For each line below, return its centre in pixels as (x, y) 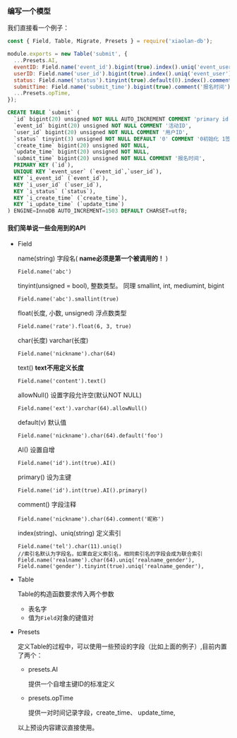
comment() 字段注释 (47, 504)
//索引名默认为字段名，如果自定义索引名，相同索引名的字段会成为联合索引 (110, 554)
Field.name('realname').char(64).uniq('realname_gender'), (106, 560)
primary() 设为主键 (44, 477)
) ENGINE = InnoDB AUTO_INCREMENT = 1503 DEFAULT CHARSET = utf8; (98, 211)
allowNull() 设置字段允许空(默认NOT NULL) (80, 395)
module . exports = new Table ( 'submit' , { (68, 54)
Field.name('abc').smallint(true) (68, 299)
